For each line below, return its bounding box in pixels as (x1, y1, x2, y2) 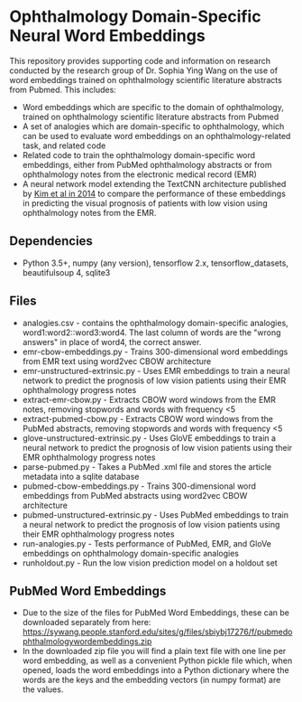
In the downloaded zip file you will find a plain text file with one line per (22, 646, 287, 657)
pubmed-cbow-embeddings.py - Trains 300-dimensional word (22, 481, 257, 491)
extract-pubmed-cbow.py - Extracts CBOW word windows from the (22, 413, 273, 424)
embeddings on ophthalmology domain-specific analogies (22, 548, 239, 558)
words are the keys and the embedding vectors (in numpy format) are (22, 675, 281, 686)
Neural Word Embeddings (9, 25, 206, 46)
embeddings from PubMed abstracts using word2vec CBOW (22, 490, 248, 501)
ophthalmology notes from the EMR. (22, 207, 157, 218)
